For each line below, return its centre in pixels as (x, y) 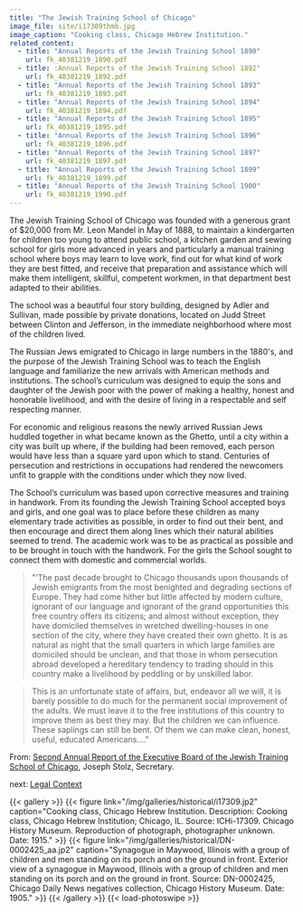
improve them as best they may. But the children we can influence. (156, 720)
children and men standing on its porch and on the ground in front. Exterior (149, 859)
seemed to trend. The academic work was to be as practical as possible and (151, 541)
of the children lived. (47, 334)
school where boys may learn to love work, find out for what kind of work (146, 259)
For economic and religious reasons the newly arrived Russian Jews (136, 427)
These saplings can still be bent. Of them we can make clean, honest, (161, 730)
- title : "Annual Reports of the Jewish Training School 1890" (139, 52)
